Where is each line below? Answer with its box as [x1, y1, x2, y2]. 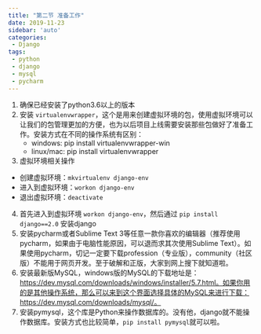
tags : [8, 48, 26, 56]
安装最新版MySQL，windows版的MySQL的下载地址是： [19, 268, 199, 277]
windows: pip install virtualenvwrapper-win [31, 138, 171, 148]
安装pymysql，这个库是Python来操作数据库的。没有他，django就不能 [19, 307, 243, 317]
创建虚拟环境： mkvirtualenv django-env [19, 172, 149, 182]
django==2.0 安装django [19, 218, 96, 228]
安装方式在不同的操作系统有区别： [33, 129, 143, 138]
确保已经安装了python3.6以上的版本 [19, 100, 136, 109]
